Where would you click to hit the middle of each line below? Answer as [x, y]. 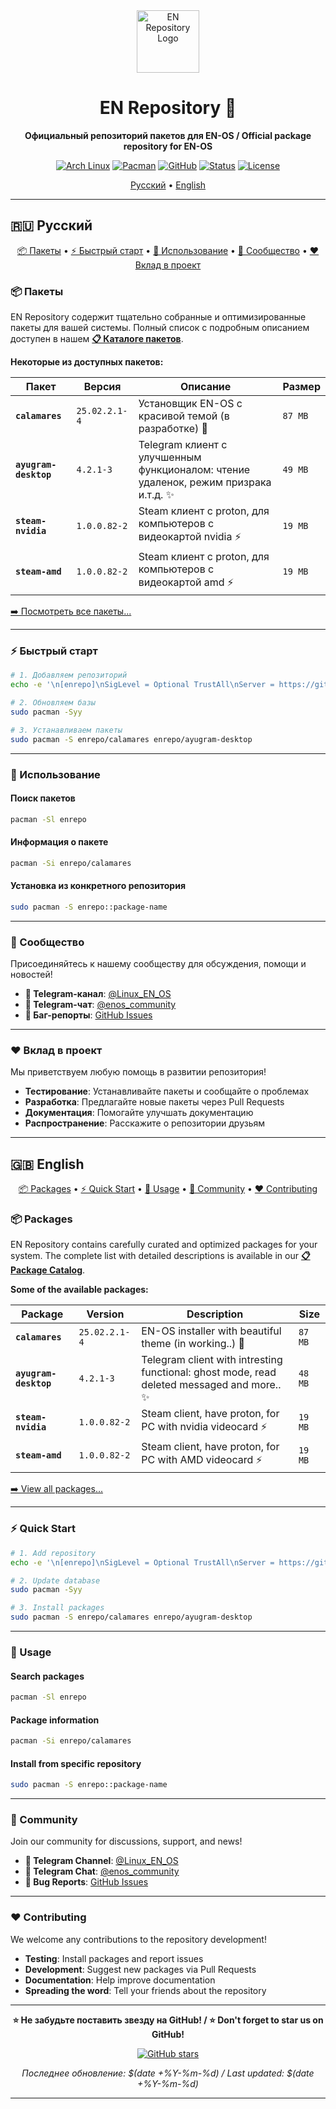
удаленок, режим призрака [205, 482]
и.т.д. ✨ [156, 495]
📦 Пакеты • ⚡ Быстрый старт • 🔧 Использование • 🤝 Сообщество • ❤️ [168, 250]
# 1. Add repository [53, 1553]
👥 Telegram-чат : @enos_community [100, 1005]
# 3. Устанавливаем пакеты [66, 730]
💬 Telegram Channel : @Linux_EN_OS [101, 1861]
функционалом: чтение [194, 470]
